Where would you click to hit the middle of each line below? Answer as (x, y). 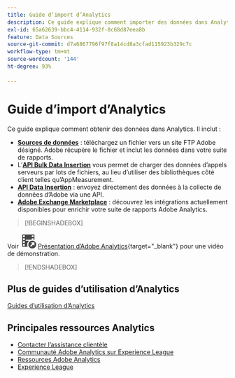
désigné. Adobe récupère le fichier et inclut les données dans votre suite (122, 150)
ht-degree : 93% (29, 66)
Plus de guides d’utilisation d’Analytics (93, 289)
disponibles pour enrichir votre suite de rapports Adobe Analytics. (112, 209)
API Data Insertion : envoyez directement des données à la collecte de (119, 187)
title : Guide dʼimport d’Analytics (59, 15)
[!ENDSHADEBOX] (51, 267)
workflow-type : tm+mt (39, 52)
